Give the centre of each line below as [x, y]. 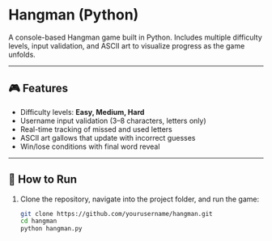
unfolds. [22, 54]
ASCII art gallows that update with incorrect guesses [108, 137]
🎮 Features [38, 89]
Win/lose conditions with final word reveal [90, 146]
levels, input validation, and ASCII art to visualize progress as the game [127, 45]
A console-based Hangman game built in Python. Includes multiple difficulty [136, 37]
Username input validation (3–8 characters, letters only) [113, 120]
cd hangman [38, 221]
